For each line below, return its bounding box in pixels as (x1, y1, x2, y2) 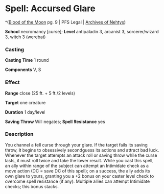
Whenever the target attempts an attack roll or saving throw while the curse (5, 152, 158, 158)
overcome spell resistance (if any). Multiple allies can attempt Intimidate (5, 178, 150, 184)
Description (5, 131, 34, 138)
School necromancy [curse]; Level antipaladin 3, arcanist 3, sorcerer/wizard (5, 28, 159, 34)
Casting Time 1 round (5, 57, 49, 63)
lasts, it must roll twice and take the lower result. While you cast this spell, (5, 157, 154, 163)
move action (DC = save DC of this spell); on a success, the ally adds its (5, 168, 150, 174)
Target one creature (5, 99, 46, 105)
